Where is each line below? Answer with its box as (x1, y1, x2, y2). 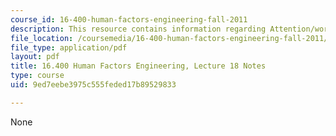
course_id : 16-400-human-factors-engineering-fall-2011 (10, 14, 248, 25)
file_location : (10, 33, 74, 43)
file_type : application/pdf (10, 42, 128, 53)
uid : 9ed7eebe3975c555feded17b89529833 (10, 80, 177, 90)
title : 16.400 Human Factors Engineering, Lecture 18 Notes (10, 61, 267, 71)
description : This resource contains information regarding (10, 24, 267, 34)
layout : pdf (10, 52, 60, 62)
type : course (10, 71, 65, 81)
